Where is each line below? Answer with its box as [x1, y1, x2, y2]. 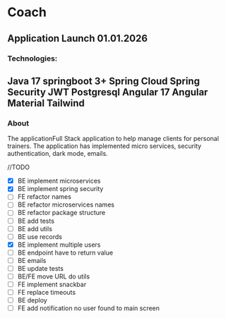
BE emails [17, 256, 47, 264]
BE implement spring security [17, 185, 104, 193]
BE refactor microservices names [17, 200, 115, 209]
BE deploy [17, 296, 47, 305]
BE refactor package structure [17, 209, 106, 217]
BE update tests [17, 264, 64, 272]
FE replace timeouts [17, 288, 76, 297]
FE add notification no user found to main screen [17, 304, 160, 312]
